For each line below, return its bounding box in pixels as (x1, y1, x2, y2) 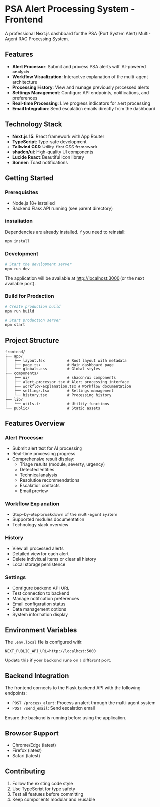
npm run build (5, 309, 35, 314)
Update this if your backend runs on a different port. (5, 657, 111, 663)
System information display (12, 611, 68, 617)
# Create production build (5, 304, 61, 309)
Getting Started (5, 174, 54, 182)
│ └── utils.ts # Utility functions (5, 401, 110, 407)
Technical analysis (19, 472, 58, 478)
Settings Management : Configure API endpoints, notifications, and (12, 89, 149, 95)
